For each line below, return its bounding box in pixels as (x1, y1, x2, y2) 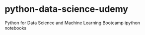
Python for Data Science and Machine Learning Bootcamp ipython (4, 20, 140, 26)
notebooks (4, 25, 27, 31)
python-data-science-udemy (4, 3, 129, 15)
